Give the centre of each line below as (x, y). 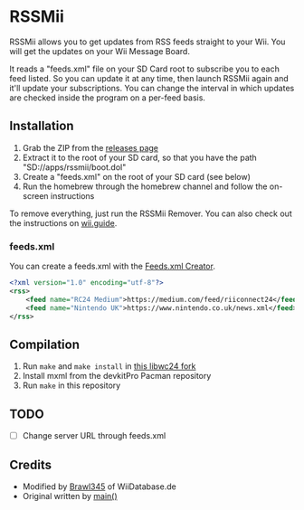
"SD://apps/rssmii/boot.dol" (74, 167)
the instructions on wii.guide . (63, 222)
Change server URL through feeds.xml (94, 436)
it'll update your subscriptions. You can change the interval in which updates (152, 88)
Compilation (44, 344)
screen (35, 195)
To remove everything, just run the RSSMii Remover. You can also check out (151, 213)
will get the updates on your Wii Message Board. (100, 51)
